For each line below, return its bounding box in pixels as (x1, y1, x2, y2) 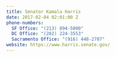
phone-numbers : (6, 20, 44, 26)
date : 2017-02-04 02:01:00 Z (6, 14, 79, 20)
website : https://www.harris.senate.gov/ (6, 42, 111, 48)
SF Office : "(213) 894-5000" (11, 25, 84, 31)
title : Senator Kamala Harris (6, 8, 81, 15)
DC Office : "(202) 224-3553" (11, 31, 84, 37)
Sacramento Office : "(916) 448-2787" (11, 36, 105, 42)
